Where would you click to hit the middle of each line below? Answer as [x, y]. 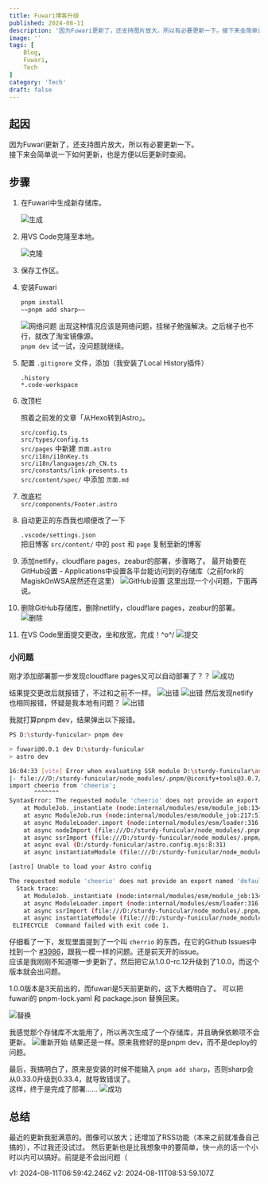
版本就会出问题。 [37, 971]
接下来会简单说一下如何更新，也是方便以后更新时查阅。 [99, 154]
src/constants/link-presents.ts [74, 471]
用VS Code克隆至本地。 [59, 236]
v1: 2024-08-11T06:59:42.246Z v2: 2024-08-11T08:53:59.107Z [111, 1173]
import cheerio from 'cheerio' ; [62, 786]
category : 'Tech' [38, 82]
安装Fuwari [39, 287]
